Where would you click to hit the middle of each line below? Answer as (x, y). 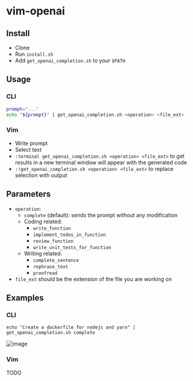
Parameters (29, 194)
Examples (25, 298)
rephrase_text (51, 267)
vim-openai (35, 11)
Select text (28, 149)
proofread (45, 273)
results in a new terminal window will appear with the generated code (101, 162)
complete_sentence (56, 260)
